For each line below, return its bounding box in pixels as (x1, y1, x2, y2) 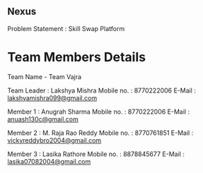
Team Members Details (7, 49, 146, 65)
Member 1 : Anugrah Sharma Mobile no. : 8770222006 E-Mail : (7, 107, 190, 116)
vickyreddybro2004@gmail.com (7, 136, 102, 144)
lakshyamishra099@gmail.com (7, 93, 98, 102)
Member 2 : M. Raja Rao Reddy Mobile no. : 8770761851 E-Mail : (7, 129, 194, 137)
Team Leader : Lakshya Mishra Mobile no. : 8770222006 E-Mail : (7, 86, 197, 95)
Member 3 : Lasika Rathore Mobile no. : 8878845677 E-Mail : (7, 150, 185, 158)
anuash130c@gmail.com (7, 114, 79, 123)
